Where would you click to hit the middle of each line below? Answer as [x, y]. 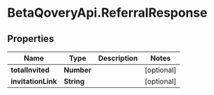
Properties [31, 39]
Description [118, 58]
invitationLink [34, 81]
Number [78, 70]
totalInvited [30, 70]
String [74, 81]
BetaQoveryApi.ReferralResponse [107, 13]
